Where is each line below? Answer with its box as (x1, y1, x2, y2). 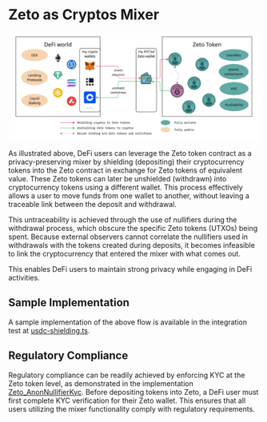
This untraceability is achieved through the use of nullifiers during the (8, 215, 237, 225)
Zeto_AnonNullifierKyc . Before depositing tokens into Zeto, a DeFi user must (8, 387, 259, 396)
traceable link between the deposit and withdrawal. (8, 200, 177, 209)
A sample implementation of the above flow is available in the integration (8, 317, 248, 327)
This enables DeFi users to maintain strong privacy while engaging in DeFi (8, 265, 253, 273)
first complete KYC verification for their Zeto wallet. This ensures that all (8, 396, 246, 405)
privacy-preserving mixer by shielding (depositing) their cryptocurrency (8, 157, 245, 166)
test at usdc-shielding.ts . (8, 325, 90, 335)
